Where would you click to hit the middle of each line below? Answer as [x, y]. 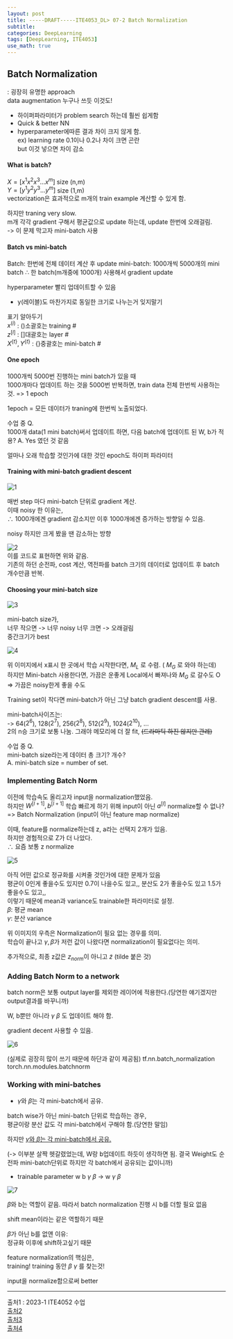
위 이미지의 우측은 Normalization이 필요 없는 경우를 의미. [84, 933]
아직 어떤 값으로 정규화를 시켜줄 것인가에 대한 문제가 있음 [84, 875]
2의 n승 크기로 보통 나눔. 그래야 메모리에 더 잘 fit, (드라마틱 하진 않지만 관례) [110, 732]
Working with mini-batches [54, 1084]
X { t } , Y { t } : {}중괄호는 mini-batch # [54, 343]
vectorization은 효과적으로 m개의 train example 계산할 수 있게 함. [96, 198]
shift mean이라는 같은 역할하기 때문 [55, 1219]
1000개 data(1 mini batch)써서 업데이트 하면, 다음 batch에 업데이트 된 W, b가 [112, 431]
